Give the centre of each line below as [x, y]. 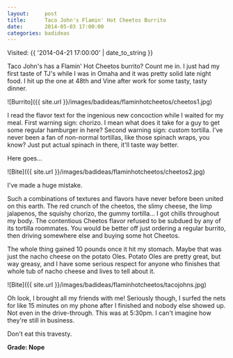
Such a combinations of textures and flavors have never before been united [115, 199]
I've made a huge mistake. [45, 186]
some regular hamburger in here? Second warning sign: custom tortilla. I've [115, 130]
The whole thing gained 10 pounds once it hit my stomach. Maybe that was [114, 249]
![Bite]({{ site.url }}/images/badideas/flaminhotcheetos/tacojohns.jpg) [107, 285]
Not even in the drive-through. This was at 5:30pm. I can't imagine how [109, 313]
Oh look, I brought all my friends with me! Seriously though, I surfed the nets [116, 298]
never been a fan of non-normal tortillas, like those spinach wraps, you [109, 138]
